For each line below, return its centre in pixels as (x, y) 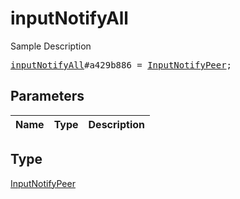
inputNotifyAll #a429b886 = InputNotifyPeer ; (121, 65)
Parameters (47, 96)
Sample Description (51, 46)
